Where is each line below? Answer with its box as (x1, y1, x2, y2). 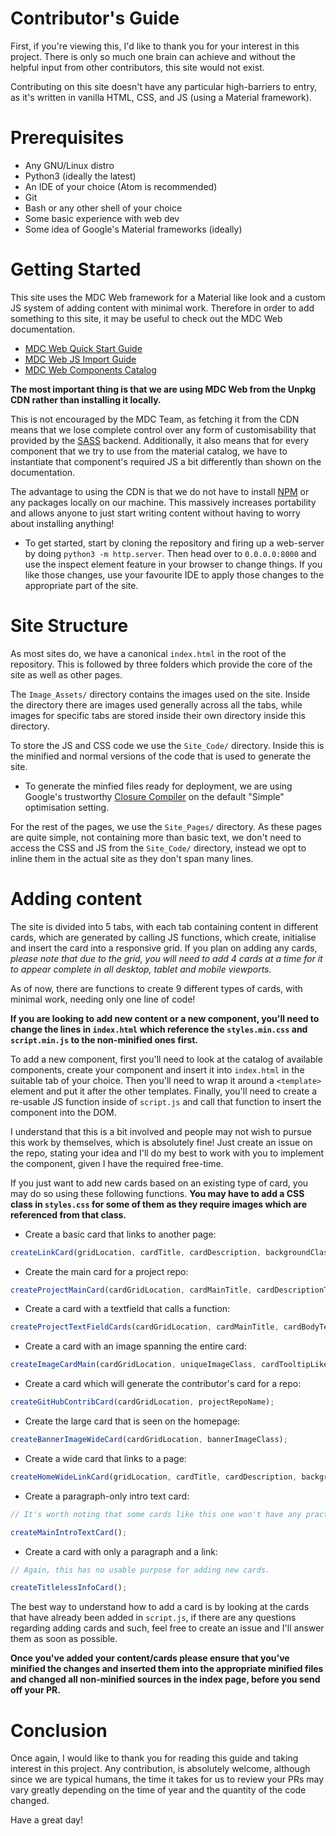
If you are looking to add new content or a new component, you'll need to (10, 1012, 320, 1024)
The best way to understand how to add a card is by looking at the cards (10, 1601, 310, 1613)
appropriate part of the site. (24, 579, 139, 591)
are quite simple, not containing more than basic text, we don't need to (10, 831, 302, 843)
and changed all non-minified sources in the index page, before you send (10, 1673, 321, 1686)
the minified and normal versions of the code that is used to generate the (10, 750, 312, 762)
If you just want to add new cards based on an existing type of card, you (10, 1177, 309, 1189)
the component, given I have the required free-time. (10, 1157, 224, 1169)
